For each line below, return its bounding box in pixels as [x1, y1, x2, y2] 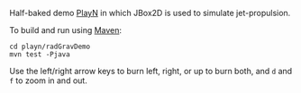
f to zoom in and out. [9, 75, 87, 86]
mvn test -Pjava [9, 50, 70, 59]
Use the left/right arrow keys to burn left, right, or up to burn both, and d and [9, 66, 293, 76]
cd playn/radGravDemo [9, 42, 91, 51]
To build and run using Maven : [9, 25, 123, 35]
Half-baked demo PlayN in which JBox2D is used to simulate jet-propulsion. [9, 8, 291, 18]
